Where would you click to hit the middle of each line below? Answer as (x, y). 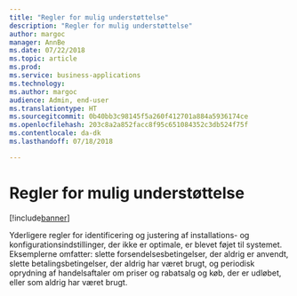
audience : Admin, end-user (59, 100)
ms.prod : (25, 68)
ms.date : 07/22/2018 (48, 51)
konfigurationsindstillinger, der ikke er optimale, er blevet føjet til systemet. (146, 244)
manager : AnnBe (37, 42)
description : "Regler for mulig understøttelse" (101, 26)
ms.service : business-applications (75, 76)
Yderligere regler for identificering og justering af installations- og (129, 235)
